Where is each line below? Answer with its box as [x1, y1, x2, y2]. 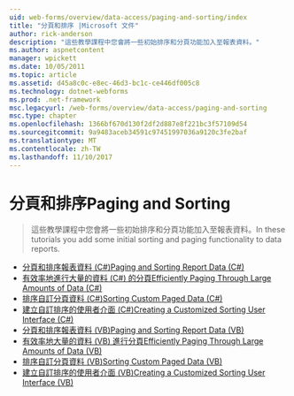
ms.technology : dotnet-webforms [9, 87, 128, 95]
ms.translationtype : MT [9, 136, 97, 145]
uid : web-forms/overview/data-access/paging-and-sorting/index [9, 12, 248, 22]
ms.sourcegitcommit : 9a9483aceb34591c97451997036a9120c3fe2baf [9, 128, 248, 137]
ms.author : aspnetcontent [9, 46, 104, 55]
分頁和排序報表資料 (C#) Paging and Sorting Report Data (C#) [21, 262, 245, 272]
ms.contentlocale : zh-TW [9, 144, 101, 153]
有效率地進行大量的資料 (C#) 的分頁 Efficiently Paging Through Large [21, 273, 272, 284]
